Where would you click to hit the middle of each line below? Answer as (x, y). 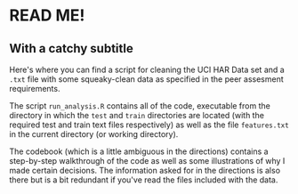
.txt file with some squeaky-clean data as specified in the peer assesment (146, 79)
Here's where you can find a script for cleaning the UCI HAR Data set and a (147, 69)
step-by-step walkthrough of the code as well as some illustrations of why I (147, 161)
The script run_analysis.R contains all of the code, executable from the (140, 106)
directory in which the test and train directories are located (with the (137, 115)
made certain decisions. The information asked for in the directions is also (145, 170)
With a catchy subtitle (71, 48)
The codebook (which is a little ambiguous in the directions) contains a (139, 151)
